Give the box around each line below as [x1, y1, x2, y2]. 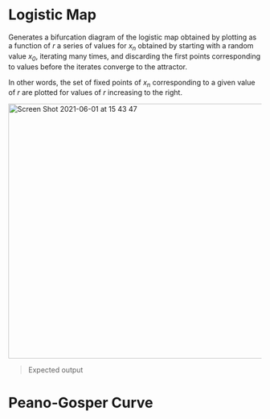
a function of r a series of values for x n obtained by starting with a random [8, 40, 254, 52]
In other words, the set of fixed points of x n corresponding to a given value [8, 77, 256, 89]
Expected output [27, 365, 84, 375]
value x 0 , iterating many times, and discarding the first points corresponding [8, 51, 261, 63]
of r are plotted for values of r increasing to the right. [8, 88, 183, 97]
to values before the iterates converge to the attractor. [8, 62, 187, 72]
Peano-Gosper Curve [8, 393, 153, 412]
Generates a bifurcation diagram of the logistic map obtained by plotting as [8, 32, 257, 42]
